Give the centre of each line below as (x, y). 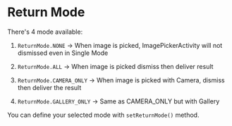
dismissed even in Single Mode (63, 53)
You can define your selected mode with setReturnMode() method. (103, 115)
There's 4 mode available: (45, 32)
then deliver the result (49, 87)
